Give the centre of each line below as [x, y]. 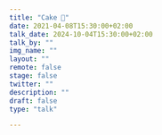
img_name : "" [33, 51]
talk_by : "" [31, 42]
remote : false [36, 68]
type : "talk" [33, 109]
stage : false [33, 76]
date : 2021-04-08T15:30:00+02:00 [71, 26]
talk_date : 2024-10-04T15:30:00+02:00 [81, 34]
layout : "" [29, 59]
